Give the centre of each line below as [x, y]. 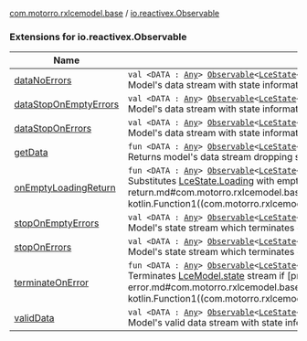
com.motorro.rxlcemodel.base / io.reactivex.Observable [115, 13]
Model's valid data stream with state [205, 323]
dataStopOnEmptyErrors [67, 104]
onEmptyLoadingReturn [65, 188]
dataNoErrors [43, 80]
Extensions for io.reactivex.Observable [98, 37]
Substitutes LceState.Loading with [201, 181]
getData [31, 153]
